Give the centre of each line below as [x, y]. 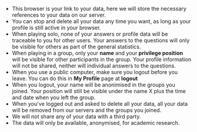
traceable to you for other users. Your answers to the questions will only [101, 40]
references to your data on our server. [59, 15]
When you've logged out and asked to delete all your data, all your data [100, 104]
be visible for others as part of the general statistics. [76, 47]
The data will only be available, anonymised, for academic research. [96, 123]
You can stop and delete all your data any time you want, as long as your [101, 21]
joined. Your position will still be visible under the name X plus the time [99, 91]
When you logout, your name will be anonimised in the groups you [93, 85]
